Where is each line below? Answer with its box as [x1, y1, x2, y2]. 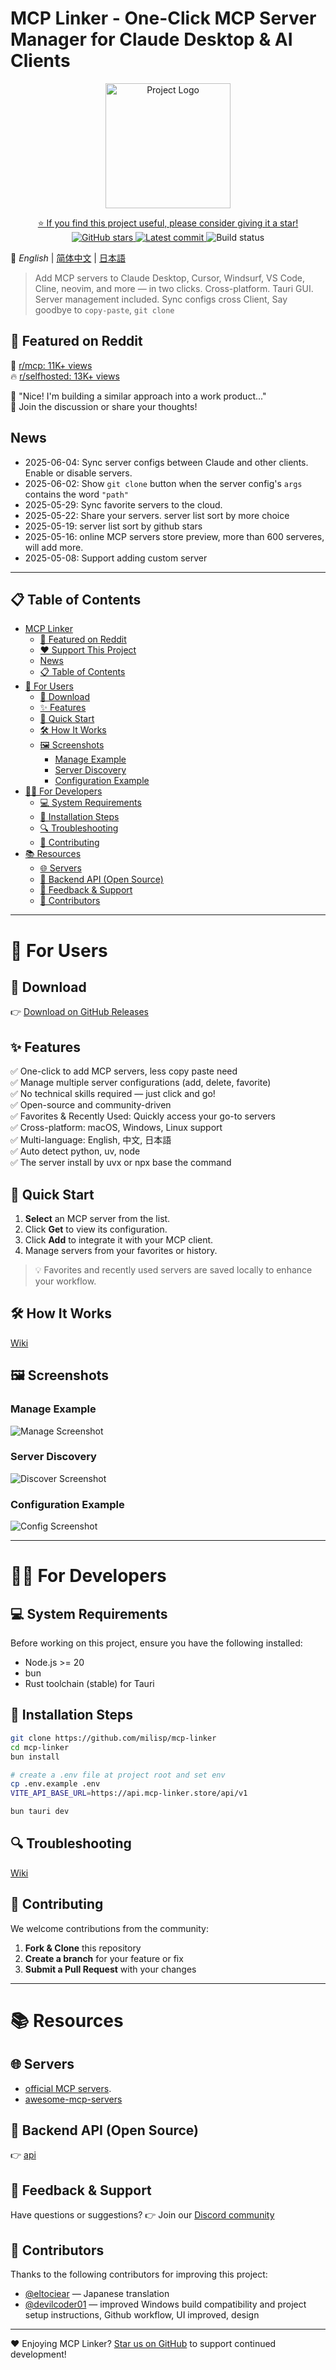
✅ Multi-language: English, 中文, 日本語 [10, 1134, 172, 1146]
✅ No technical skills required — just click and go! [10, 1088, 216, 1100]
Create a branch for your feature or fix [24, 1952, 184, 1964]
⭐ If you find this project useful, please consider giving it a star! [37, 217, 299, 229]
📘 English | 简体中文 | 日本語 [10, 252, 126, 264]
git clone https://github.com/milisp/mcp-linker [10, 1733, 217, 1743]
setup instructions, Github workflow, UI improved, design [24, 2309, 260, 2321]
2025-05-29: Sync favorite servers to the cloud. [24, 498, 223, 511]
